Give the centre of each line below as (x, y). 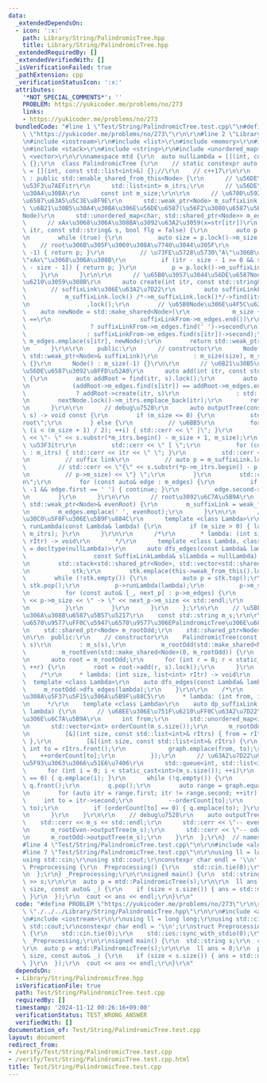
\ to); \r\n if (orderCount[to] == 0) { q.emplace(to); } (135, 808)
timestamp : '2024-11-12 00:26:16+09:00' (83, 1008)
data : (17, 16)
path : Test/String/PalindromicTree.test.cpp (90, 993)
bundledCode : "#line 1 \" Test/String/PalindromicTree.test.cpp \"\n (130, 127)
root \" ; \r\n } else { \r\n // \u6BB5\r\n (119, 423)
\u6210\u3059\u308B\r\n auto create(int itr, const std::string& (142, 282)
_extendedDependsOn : (49, 23)
